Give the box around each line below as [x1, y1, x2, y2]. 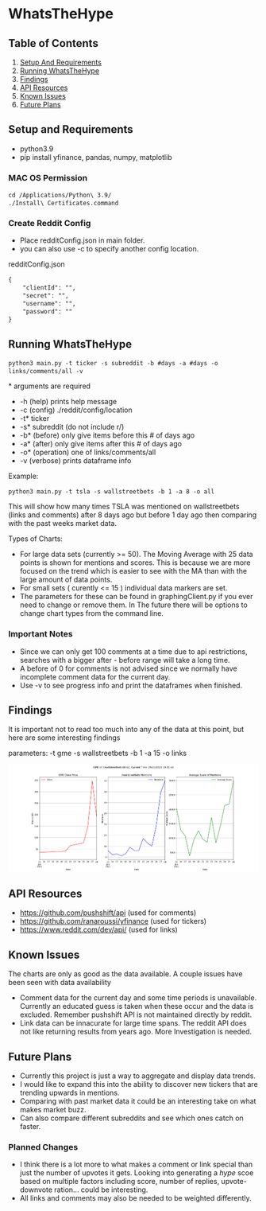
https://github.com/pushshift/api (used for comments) [19, 908, 197, 917]
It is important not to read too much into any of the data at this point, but [8, 725, 245, 734]
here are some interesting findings [8, 733, 121, 742]
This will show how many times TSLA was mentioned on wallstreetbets [8, 502, 240, 512]
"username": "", [22, 300, 77, 308]
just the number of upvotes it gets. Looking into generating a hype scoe [19, 1168, 254, 1178]
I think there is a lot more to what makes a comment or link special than [19, 1159, 253, 1170]
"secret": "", [22, 292, 69, 300]
